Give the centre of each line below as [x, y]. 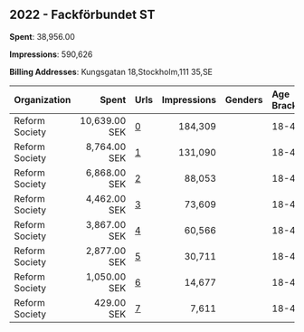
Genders [244, 100]
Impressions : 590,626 [51, 54]
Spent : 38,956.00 [42, 36]
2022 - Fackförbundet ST [82, 15]
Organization [43, 100]
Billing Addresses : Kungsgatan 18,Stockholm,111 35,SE [111, 71]
